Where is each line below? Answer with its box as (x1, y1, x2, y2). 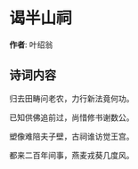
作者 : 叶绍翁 (9, 39, 53, 50)
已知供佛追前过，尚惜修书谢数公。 (9, 112, 134, 123)
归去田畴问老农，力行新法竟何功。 (9, 93, 134, 103)
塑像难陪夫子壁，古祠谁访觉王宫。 (9, 131, 134, 141)
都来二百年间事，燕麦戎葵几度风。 (9, 149, 134, 160)
